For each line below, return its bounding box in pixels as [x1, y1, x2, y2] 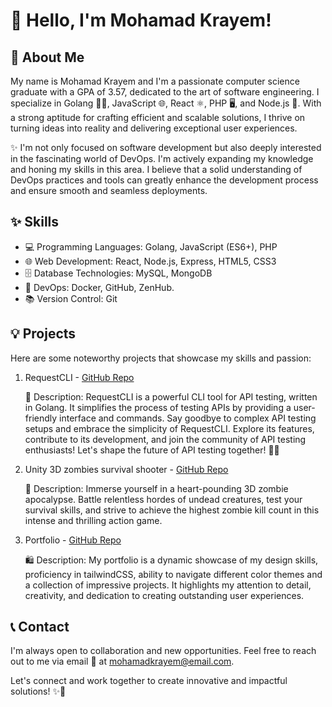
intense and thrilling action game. [24, 514, 163, 526]
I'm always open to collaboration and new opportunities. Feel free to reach [10, 645, 317, 657]
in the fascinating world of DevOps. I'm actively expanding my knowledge [10, 153, 314, 164]
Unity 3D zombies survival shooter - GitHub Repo [24, 463, 229, 475]
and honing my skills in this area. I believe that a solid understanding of [10, 164, 303, 175]
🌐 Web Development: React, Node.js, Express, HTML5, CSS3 [24, 255, 277, 267]
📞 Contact [10, 619, 70, 636]
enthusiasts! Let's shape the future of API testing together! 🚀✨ [24, 444, 280, 456]
